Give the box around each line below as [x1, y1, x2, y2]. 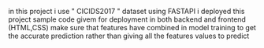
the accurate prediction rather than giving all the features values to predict [8, 31, 250, 40]
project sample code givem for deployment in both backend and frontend [8, 15, 247, 24]
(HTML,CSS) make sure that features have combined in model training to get [8, 23, 256, 32]
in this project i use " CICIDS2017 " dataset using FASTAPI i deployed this [8, 7, 245, 15]
